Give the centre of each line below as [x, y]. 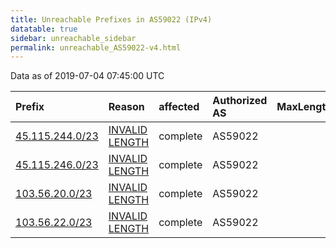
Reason [126, 107]
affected [179, 107]
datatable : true [44, 29]
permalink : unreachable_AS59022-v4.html [96, 47]
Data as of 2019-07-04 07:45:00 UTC [87, 76]
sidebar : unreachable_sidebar [73, 38]
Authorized [240, 101]
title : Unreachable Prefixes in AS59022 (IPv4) [111, 19]
